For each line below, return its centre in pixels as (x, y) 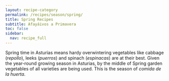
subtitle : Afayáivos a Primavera (41, 24)
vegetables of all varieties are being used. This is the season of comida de (83, 68)
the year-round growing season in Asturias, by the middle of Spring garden (84, 63)
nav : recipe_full (28, 38)
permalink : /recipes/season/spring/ (44, 15)
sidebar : (15, 33)
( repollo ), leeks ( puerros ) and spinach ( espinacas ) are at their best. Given (82, 58)
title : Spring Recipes (29, 19)
